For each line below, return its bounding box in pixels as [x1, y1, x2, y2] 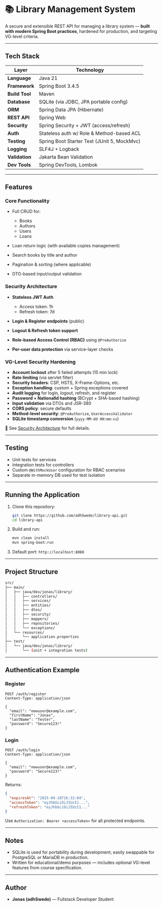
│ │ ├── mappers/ [5, 616, 49, 621]
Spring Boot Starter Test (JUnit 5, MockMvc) [38, 138, 141, 145]
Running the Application [5, 491, 80, 499]
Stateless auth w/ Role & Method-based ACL [38, 130, 141, 136]
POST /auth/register [5, 692, 47, 696]
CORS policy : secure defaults [12, 405, 72, 411]
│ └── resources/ [5, 630, 45, 635]
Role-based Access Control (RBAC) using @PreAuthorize [12, 337, 127, 342]
